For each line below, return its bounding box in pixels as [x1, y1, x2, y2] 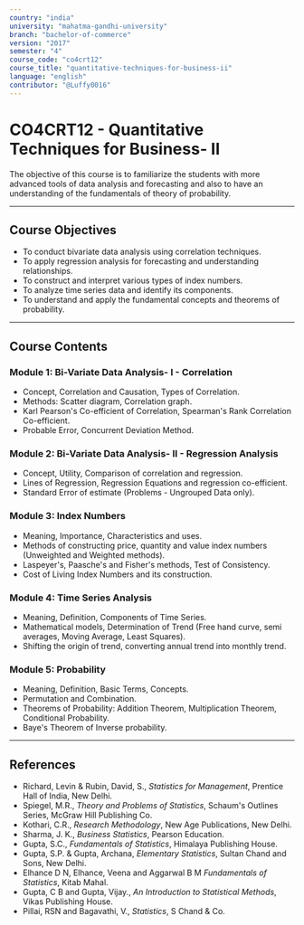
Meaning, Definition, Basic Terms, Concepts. [22, 684, 189, 694]
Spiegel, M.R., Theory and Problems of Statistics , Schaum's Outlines [22, 800, 279, 811]
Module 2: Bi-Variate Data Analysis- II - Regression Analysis [9, 447, 279, 459]
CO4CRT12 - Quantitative [9, 119, 204, 140]
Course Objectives [9, 222, 118, 238]
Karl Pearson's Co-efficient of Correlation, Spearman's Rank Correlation [22, 406, 292, 417]
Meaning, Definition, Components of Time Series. [22, 611, 207, 622]
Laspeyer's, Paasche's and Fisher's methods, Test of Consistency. [22, 559, 271, 570]
